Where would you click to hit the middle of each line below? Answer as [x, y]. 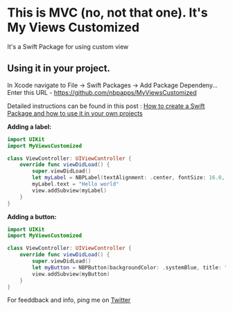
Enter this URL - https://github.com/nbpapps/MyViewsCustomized [102, 92]
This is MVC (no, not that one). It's [107, 13]
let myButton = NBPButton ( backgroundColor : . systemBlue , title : [127, 267]
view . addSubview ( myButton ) [71, 274]
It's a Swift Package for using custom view [68, 46]
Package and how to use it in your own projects [75, 113]
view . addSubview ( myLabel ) [70, 190]
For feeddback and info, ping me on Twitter [69, 300]
